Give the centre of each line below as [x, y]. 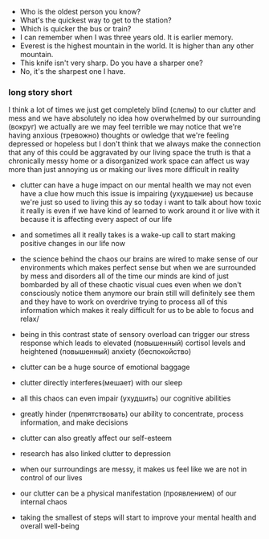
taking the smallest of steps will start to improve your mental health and [138, 517]
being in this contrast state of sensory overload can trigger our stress [135, 335]
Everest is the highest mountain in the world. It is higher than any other [137, 46]
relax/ [29, 319]
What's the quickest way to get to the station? [96, 20]
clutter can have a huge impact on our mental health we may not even [135, 185]
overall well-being [50, 526]
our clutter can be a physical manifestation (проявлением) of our [128, 493]
